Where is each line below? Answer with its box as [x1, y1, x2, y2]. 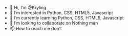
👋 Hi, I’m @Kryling [9, 5, 46, 10]
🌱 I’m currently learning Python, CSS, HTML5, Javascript [9, 15, 124, 20]
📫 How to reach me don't [9, 26, 62, 31]
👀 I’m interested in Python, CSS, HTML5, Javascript [9, 10, 113, 16]
